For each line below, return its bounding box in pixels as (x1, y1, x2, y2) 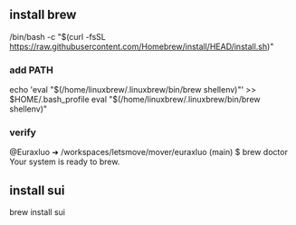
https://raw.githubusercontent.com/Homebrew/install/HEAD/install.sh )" (9, 41, 274, 52)
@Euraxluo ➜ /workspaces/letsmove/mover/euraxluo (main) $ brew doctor (9, 147, 288, 158)
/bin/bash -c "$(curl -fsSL (9, 31, 107, 42)
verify (9, 126, 36, 139)
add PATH (9, 64, 54, 76)
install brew (9, 7, 77, 23)
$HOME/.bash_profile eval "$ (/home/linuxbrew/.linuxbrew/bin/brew (9, 94, 261, 105)
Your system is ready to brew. (9, 156, 120, 167)
